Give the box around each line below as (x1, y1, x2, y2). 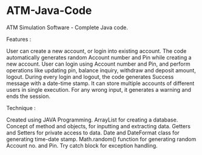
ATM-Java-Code (6, 4, 92, 18)
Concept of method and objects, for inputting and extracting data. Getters (6, 122, 191, 129)
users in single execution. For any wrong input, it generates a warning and (6, 86, 192, 93)
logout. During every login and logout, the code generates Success (6, 73, 174, 80)
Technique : (6, 104, 36, 111)
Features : (6, 35, 32, 43)
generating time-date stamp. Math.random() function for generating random (6, 135, 197, 143)
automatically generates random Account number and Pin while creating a (6, 53, 192, 61)
